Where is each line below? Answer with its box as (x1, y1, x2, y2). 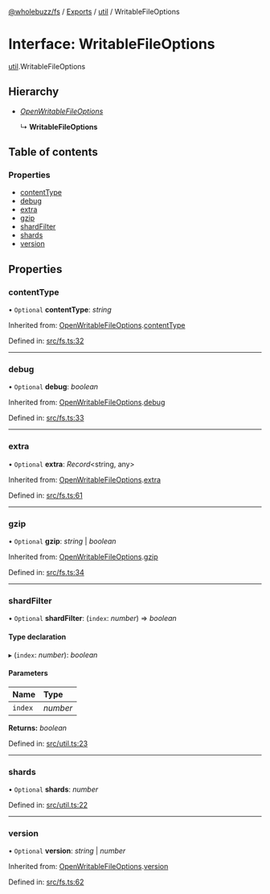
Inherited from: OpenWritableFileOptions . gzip (8, 552, 158, 562)
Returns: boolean (8, 722, 67, 732)
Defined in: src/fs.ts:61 (8, 490, 83, 500)
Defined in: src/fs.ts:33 (8, 413, 84, 423)
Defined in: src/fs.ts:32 (8, 336, 84, 346)
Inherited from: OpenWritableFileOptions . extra (8, 474, 162, 484)
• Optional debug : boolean (8, 382, 99, 391)
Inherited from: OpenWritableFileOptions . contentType (8, 321, 186, 330)
